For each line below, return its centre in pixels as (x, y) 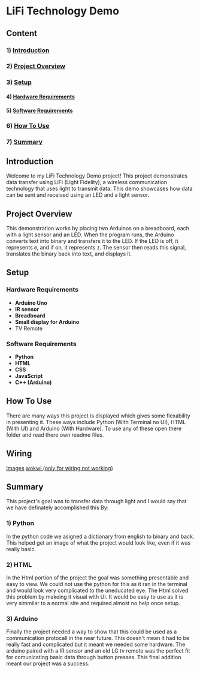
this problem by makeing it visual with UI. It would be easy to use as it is (95, 597)
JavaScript (29, 375)
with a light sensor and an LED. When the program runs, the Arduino (90, 235)
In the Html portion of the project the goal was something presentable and (98, 578)
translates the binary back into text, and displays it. (69, 254)
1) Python (20, 523)
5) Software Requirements (40, 110)
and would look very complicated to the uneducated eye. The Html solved (97, 591)
